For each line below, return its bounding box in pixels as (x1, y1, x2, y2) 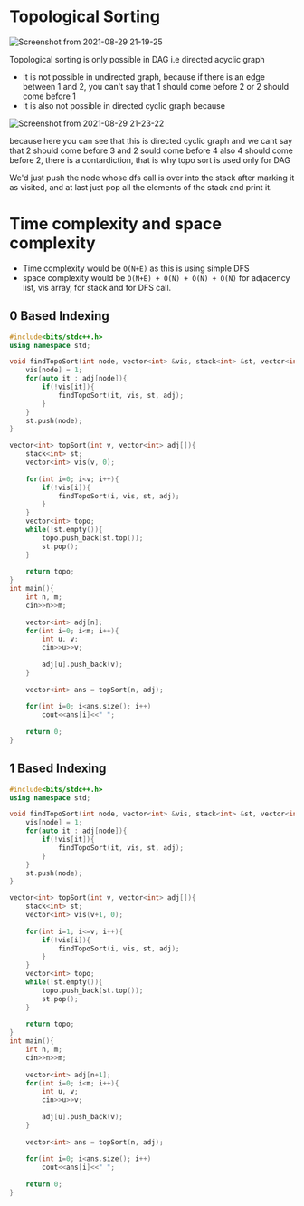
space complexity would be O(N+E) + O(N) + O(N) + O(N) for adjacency (22, 272, 290, 283)
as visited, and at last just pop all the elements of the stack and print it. (9, 181, 273, 192)
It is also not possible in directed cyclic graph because (22, 100, 226, 111)
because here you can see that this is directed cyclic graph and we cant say (9, 135, 293, 146)
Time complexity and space (9, 214, 222, 235)
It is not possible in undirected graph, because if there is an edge (22, 71, 265, 82)
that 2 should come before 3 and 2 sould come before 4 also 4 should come (9, 145, 294, 156)
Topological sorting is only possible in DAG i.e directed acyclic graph (9, 53, 265, 64)
